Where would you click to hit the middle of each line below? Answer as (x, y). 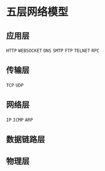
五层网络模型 (37, 12)
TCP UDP (15, 85)
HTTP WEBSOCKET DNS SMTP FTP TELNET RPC (53, 51)
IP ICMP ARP (20, 120)
